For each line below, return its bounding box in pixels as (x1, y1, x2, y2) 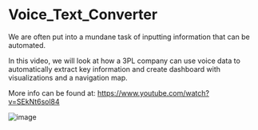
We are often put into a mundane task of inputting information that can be (8, 32, 250, 41)
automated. (8, 40, 46, 49)
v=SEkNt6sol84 (8, 97, 60, 106)
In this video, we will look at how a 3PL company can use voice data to (8, 56, 241, 65)
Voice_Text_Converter (8, 6, 158, 24)
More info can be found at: (8, 88, 96, 97)
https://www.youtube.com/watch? (97, 88, 210, 97)
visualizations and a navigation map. (8, 73, 128, 82)
